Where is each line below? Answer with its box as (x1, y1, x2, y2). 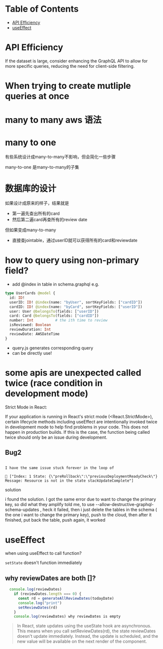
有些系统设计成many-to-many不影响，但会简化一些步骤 (5, 154, 116, 160)
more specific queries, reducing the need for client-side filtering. (5, 63, 135, 69)
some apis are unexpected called (5, 367, 142, 378)
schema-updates (5, 507, 39, 513)
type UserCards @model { (5, 291, 55, 296)
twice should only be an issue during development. (5, 434, 108, 440)
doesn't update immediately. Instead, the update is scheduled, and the (17, 633, 158, 639)
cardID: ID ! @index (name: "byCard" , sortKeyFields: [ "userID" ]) (9, 304, 143, 309)
